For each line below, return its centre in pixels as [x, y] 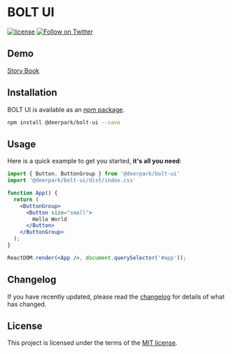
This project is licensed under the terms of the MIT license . [92, 343]
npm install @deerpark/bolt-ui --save [64, 122]
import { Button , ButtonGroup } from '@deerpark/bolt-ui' [94, 174]
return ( [26, 199]
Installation [32, 93]
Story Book [23, 70]
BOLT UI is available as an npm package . [66, 109]
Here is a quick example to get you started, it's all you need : [95, 161]
